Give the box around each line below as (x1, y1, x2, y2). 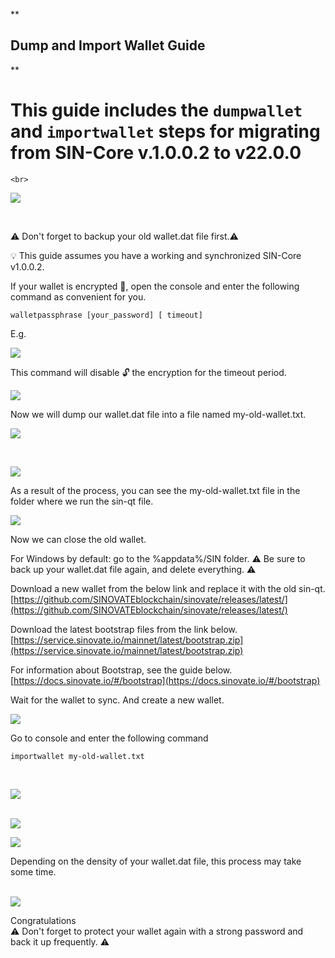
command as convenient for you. (10, 290, 147, 303)
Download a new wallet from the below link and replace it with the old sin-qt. (10, 582, 326, 594)
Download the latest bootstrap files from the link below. (10, 623, 238, 635)
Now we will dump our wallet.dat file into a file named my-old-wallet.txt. (10, 408, 307, 420)
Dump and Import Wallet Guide (10, 37, 206, 54)
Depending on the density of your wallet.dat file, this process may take (10, 855, 302, 867)
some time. (10, 865, 57, 878)
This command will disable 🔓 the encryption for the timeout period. (10, 366, 287, 378)
